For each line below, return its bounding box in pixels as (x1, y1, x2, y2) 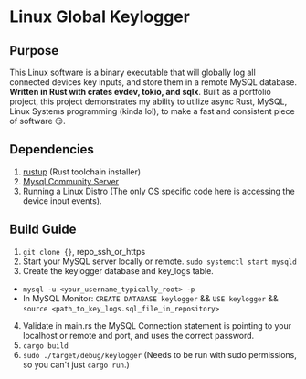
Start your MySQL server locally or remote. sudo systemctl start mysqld (22, 256, 297, 267)
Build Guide (9, 222, 77, 237)
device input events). (22, 195, 102, 206)
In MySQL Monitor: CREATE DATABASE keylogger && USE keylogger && (22, 292, 279, 303)
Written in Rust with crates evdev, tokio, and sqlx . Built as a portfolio (9, 87, 271, 97)
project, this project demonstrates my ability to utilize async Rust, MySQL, (9, 96, 288, 107)
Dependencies (9, 142, 94, 157)
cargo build (22, 341, 69, 351)
